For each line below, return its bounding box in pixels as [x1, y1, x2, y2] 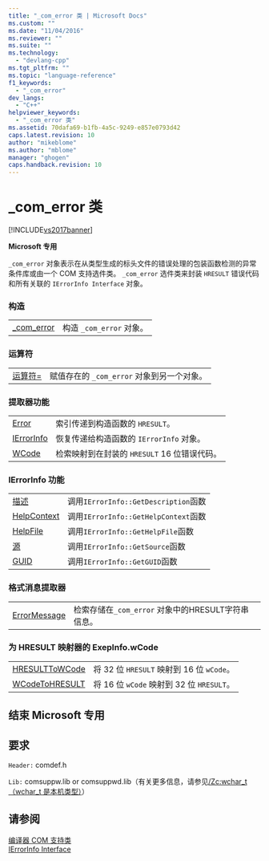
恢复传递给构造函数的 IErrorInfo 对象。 [55, 433, 206, 444]
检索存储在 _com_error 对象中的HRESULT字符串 [73, 603, 250, 615]
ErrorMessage [12, 609, 66, 620]
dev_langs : [8, 94, 45, 102]
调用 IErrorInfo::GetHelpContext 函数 [66, 511, 207, 522]
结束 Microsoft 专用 [8, 709, 106, 722]
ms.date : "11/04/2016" [8, 26, 84, 35]
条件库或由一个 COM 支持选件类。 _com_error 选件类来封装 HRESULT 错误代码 [8, 269, 259, 278]
